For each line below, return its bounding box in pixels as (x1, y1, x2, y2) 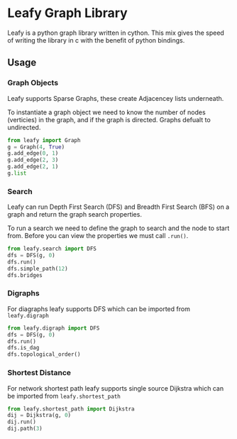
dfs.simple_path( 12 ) (7, 265, 69, 272)
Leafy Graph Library (7, 5, 128, 21)
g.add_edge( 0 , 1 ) (7, 150, 59, 157)
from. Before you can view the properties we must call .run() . (7, 232, 189, 240)
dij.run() (7, 418, 37, 426)
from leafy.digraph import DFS (7, 325, 100, 332)
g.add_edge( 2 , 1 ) (7, 163, 59, 170)
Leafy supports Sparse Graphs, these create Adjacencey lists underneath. (7, 94, 224, 102)
